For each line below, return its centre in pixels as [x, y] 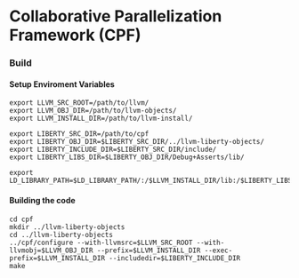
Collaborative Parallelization [116, 16]
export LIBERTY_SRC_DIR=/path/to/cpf [79, 134]
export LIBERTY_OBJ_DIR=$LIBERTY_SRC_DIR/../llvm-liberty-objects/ [137, 142]
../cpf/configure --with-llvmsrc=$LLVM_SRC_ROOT [101, 242]
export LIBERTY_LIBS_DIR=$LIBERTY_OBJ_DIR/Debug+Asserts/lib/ [127, 157]
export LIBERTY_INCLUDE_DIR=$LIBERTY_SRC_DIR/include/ [113, 150]
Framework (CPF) [75, 35]
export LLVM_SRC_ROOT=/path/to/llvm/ [79, 103]
